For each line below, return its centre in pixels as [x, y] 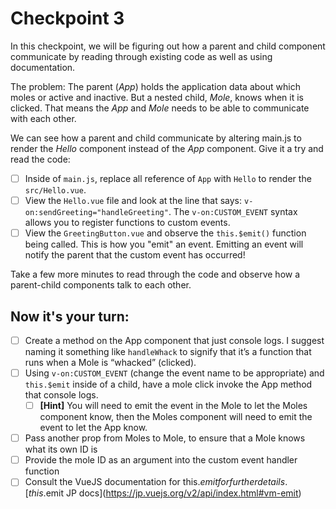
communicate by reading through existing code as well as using [141, 56]
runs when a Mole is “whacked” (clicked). [110, 362]
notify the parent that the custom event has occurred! [135, 255]
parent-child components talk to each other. [101, 285]
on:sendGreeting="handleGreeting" [96, 213]
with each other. [43, 118]
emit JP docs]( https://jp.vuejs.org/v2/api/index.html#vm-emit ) [173, 493]
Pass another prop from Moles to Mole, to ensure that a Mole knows [165, 438]
